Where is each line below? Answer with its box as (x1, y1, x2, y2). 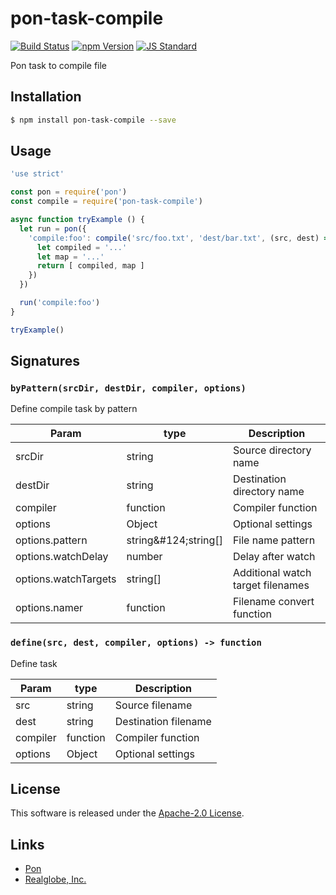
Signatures (10, 353, 81, 370)
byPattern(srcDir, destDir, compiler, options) (10, 383, 247, 394)
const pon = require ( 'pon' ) (10, 187, 128, 197)
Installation (10, 88, 82, 106)
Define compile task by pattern (10, 403, 138, 415)
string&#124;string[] (126, 533, 223, 547)
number (126, 550, 163, 564)
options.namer (15, 601, 84, 615)
